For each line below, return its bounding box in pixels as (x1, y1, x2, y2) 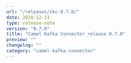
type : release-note (6, 20, 56, 26)
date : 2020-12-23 (6, 14, 50, 20)
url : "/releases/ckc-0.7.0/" (6, 8, 80, 15)
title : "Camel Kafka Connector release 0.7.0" (6, 31, 126, 37)
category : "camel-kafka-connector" (6, 48, 96, 54)
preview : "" (6, 37, 36, 43)
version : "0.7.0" (6, 25, 50, 32)
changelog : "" (6, 43, 42, 49)
